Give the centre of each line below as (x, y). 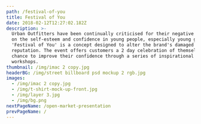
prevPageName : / (26, 111)
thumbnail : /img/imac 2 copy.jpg (48, 67)
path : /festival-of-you (36, 12)
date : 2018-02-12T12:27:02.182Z (46, 23)
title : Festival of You (36, 17)
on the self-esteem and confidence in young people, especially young (101, 39)
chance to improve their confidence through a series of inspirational (103, 56)
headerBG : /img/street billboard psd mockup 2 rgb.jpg (76, 73)
